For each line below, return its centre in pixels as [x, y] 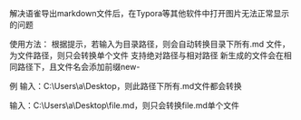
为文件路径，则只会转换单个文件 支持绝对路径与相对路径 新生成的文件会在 [146, 55]
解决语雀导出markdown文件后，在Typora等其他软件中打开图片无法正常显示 [150, 13]
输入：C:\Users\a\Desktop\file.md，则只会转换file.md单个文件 [125, 105]
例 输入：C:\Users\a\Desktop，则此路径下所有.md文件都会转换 [126, 86]
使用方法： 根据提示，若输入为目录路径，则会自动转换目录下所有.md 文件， [150, 44]
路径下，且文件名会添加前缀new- [78, 67]
